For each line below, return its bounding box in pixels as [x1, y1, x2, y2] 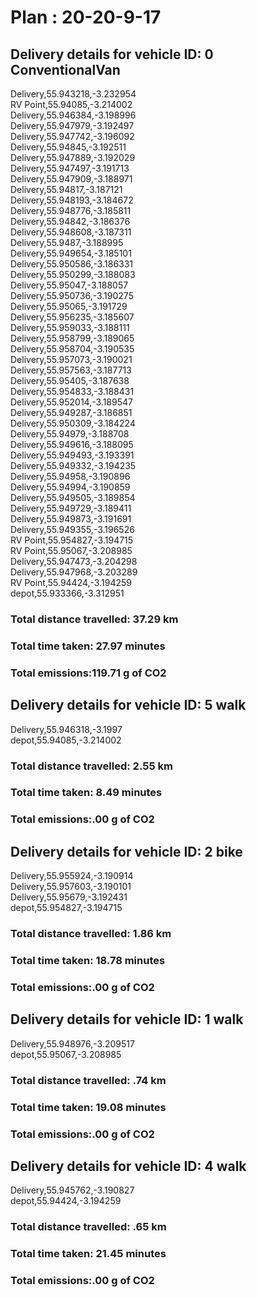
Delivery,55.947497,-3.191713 [10, 162, 130, 174]
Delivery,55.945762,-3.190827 [10, 1184, 135, 1196]
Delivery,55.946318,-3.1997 [10, 723, 123, 735]
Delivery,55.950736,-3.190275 [10, 290, 134, 301]
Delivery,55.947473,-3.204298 [10, 556, 138, 567]
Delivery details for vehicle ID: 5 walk [10, 697, 247, 714]
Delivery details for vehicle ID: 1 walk [10, 1011, 244, 1028]
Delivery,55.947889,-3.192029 [10, 152, 136, 163]
